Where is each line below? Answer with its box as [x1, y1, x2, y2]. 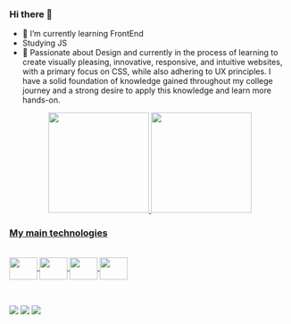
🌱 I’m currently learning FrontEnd [21, 29, 145, 39]
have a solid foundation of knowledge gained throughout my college [21, 76, 274, 87]
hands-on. [21, 95, 61, 105]
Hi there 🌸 [9, 8, 54, 21]
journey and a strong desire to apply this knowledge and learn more [21, 85, 272, 96]
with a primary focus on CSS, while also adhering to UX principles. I [21, 66, 271, 77]
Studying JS [21, 37, 68, 48]
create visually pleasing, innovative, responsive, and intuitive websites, [21, 57, 283, 68]
